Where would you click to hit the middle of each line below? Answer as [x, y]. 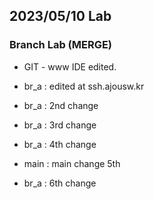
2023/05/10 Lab [60, 16]
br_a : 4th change [60, 144]
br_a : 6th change [60, 183]
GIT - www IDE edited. [70, 66]
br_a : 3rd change [60, 125]
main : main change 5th [72, 163]
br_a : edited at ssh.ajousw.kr [84, 86]
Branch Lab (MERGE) [61, 45]
